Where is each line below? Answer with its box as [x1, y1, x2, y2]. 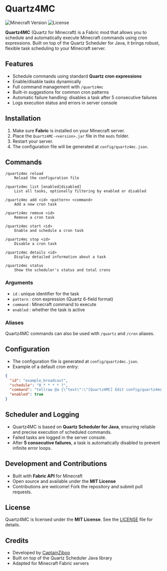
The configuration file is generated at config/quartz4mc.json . [12, 358, 138, 364]
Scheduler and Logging [5, 410, 79, 419]
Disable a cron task [14, 241, 57, 246]
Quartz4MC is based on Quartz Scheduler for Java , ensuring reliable [12, 424, 156, 430]
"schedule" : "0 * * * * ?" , [9, 383, 68, 388]
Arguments [5, 279, 33, 286]
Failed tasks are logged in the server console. [12, 434, 106, 440]
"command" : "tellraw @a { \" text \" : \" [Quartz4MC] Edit [9, 387, 124, 392]
